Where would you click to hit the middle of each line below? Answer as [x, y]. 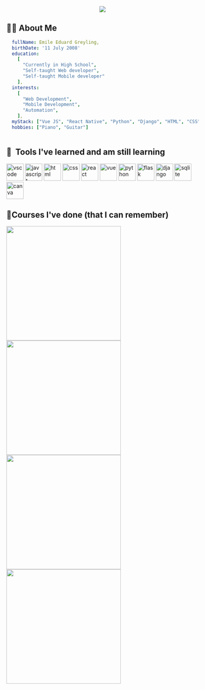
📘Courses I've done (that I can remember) [88, 214]
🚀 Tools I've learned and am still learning [86, 152]
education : [26, 54]
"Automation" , [41, 110]
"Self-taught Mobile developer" [63, 76]
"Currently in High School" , [59, 65]
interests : [26, 88]
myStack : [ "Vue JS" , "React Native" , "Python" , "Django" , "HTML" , [98, 122]
